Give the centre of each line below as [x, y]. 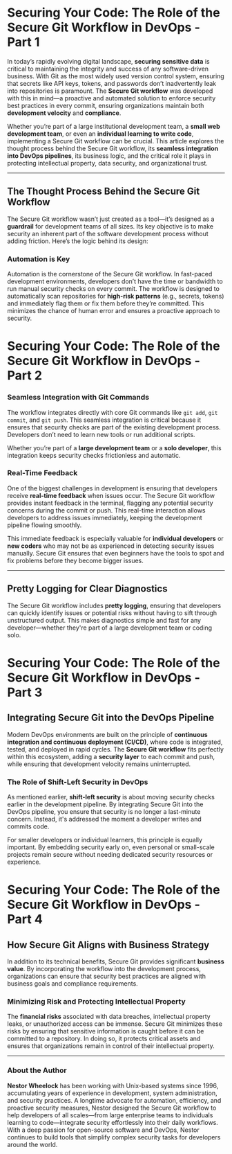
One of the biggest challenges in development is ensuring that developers [112, 488]
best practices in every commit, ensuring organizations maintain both [106, 105]
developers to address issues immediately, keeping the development [105, 517]
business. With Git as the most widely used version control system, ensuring [116, 76]
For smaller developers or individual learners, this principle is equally [105, 840]
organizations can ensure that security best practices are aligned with [106, 976]
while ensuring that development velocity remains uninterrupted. [99, 764]
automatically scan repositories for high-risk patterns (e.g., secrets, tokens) [116, 296]
